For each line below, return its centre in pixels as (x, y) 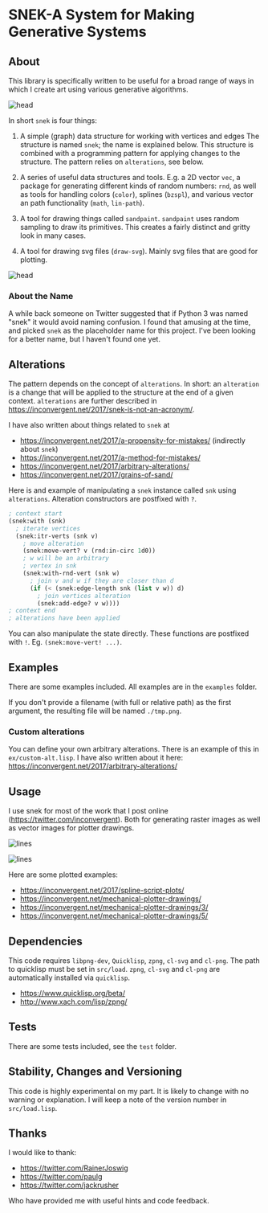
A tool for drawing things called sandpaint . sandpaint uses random (130, 218)
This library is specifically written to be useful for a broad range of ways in (131, 81)
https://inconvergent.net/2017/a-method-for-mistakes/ (110, 458)
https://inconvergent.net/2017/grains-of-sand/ (96, 475)
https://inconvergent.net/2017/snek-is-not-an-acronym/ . (102, 410)
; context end (32, 611)
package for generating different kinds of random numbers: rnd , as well (138, 186)
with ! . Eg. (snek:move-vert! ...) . (65, 642)
